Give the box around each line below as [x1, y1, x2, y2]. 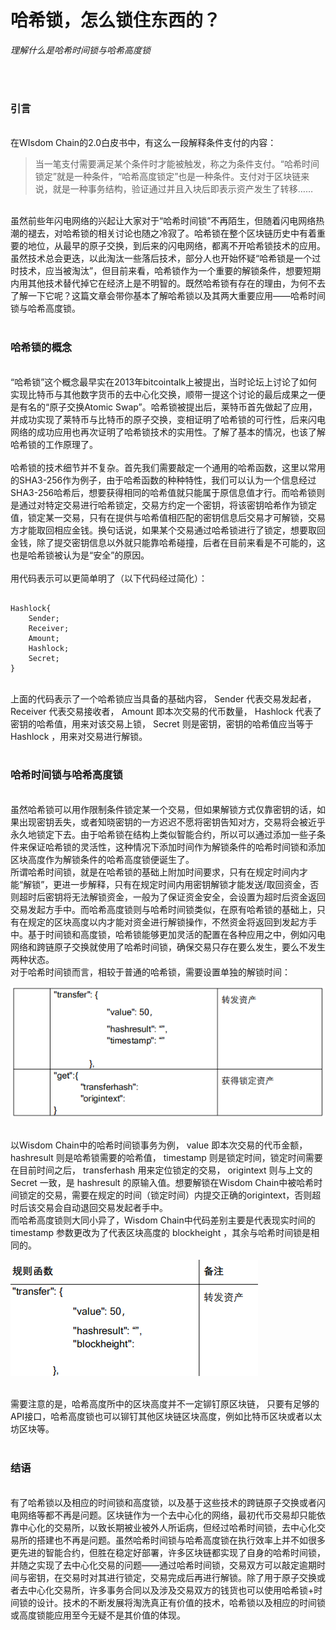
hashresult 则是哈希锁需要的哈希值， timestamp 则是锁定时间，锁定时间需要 [10, 1152, 323, 1164]
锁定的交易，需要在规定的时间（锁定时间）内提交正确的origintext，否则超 [18, 1189, 322, 1201]
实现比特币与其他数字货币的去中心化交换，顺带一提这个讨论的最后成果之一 [10, 388, 317, 400]
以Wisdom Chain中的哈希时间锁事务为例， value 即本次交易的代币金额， [10, 1139, 308, 1151]
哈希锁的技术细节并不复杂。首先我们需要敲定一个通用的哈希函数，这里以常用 [10, 461, 326, 473]
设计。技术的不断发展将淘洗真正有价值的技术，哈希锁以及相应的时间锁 [36, 1596, 326, 1608]
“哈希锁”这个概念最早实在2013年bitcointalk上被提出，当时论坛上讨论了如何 [10, 376, 318, 388]
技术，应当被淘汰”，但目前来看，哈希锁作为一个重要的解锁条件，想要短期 [18, 265, 322, 277]
